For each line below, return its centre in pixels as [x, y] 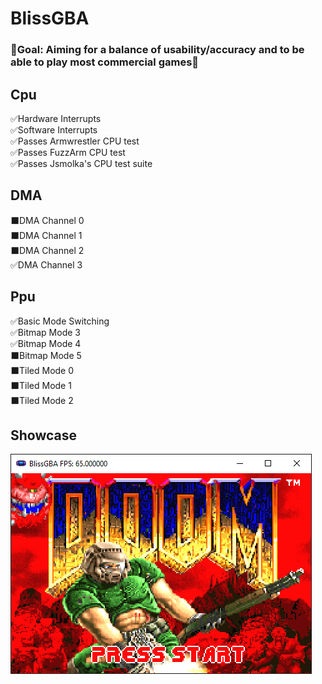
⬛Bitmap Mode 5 [46, 355]
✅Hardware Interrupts [56, 118]
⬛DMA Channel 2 [47, 250]
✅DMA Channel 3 [46, 264]
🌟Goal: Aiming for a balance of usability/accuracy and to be [157, 50]
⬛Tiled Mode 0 [42, 370]
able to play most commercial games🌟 [105, 62]
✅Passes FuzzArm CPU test [68, 152]
